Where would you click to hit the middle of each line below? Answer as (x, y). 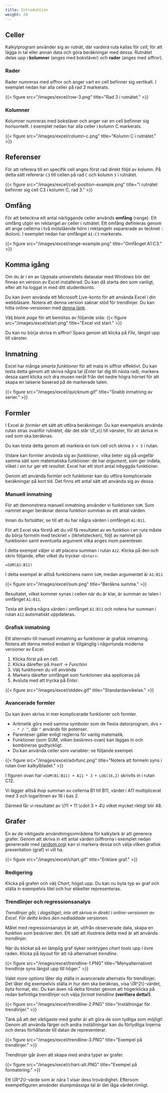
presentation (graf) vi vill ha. (34, 849)
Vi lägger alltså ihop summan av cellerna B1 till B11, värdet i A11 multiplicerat (83, 790)
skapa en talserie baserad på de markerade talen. (57, 382)
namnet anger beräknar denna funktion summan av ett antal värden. (76, 511)
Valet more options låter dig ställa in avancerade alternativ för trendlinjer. (80, 978)
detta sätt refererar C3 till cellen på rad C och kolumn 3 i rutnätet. (71, 175)
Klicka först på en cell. (35, 659)
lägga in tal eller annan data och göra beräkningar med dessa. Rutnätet (79, 52)
